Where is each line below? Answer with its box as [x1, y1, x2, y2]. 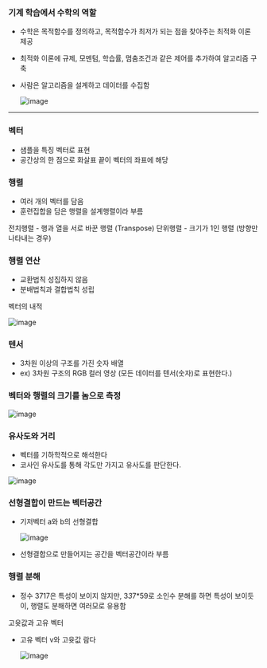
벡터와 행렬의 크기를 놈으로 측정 [8, 391, 122, 402]
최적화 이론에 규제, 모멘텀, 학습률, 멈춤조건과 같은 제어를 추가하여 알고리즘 [19, 53, 249, 63]
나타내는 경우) [8, 233, 52, 242]
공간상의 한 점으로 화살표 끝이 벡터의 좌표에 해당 [19, 155, 168, 164]
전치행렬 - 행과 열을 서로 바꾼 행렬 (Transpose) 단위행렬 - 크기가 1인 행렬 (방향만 [8, 223, 258, 233]
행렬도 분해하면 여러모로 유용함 [30, 600, 126, 611]
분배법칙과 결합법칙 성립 [19, 285, 95, 294]
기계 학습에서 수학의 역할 [8, 6, 97, 18]
